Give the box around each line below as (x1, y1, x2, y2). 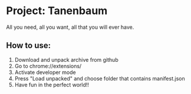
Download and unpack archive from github (14, 56, 119, 63)
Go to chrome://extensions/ (14, 62, 82, 69)
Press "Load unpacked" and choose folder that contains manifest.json (14, 75, 185, 82)
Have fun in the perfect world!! (14, 81, 90, 88)
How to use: (6, 41, 51, 51)
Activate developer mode (14, 69, 76, 76)
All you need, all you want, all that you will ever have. (6, 23, 134, 31)
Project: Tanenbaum (6, 4, 108, 18)
